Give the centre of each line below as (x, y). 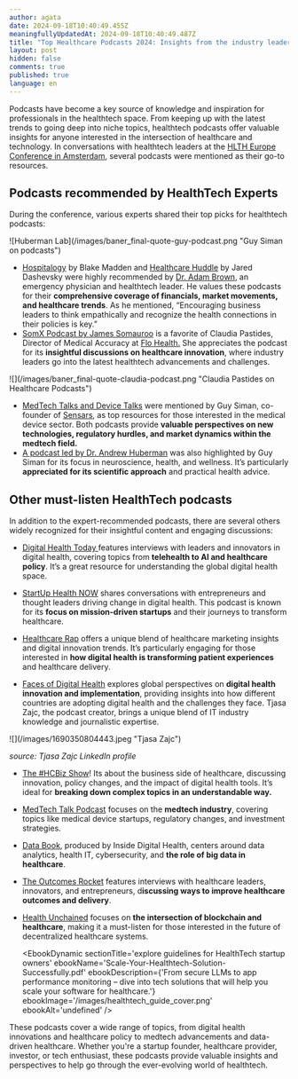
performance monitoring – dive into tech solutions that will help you (145, 982)
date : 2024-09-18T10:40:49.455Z (69, 26)
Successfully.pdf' (54, 973)
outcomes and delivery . (67, 901)
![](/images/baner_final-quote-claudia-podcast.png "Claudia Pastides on (142, 379)
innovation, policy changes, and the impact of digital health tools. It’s (147, 783)
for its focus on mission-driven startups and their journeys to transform (154, 612)
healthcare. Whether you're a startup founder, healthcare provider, (156, 1046)
